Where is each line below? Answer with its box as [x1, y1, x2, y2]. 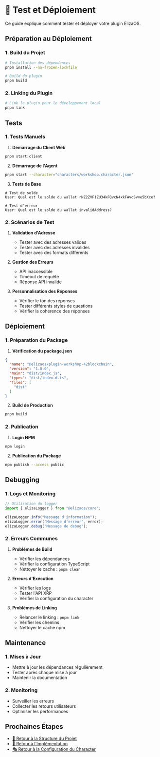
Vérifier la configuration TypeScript [19, 561, 90, 567]
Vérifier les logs [19, 585, 51, 591]
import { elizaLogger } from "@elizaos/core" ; [5, 505, 101, 511]
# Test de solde [5, 190, 38, 195]
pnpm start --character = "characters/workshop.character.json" [5, 172, 134, 177]
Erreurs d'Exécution [12, 575, 53, 582]
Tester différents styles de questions [19, 303, 93, 309]
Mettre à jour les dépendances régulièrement [12, 664, 103, 670]
